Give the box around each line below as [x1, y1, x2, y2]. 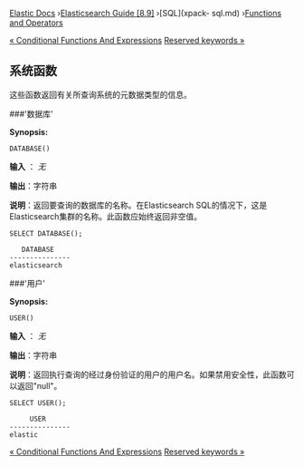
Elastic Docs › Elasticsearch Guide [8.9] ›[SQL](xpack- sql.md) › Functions [9, 8, 282, 18]
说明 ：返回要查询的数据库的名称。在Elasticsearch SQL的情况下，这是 [9, 199, 268, 210]
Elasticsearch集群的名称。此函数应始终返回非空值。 [9, 210, 202, 221]
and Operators [9, 17, 63, 28]
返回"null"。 [16, 380, 62, 391]
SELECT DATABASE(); [9, 228, 83, 238]
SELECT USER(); [9, 398, 67, 407]
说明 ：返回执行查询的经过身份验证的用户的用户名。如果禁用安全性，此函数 [9, 369, 287, 380]
